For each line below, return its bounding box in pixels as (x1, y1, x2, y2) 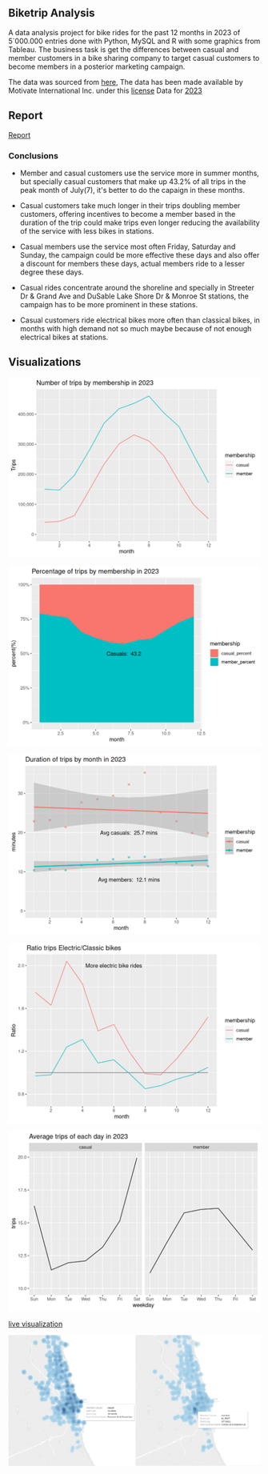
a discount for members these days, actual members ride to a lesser (19, 258, 246, 268)
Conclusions (8, 150, 58, 161)
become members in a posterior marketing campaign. (8, 62, 186, 71)
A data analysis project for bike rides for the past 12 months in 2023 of (8, 27, 241, 37)
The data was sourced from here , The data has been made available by (8, 77, 243, 86)
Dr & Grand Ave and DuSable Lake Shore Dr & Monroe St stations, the (19, 291, 250, 301)
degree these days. (19, 267, 84, 277)
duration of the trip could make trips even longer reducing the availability (19, 218, 260, 227)
